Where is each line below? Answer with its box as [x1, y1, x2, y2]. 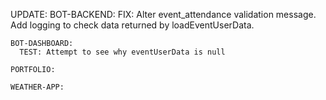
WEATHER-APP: [10, 82, 65, 92]
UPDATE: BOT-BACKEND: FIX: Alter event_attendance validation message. [10, 9, 317, 20]
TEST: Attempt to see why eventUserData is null [19, 47, 226, 57]
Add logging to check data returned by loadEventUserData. [10, 19, 255, 31]
